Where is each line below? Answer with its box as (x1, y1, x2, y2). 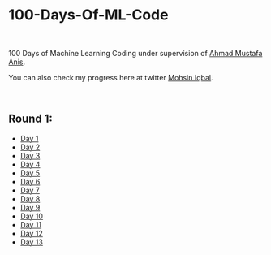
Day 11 (19, 219, 42, 229)
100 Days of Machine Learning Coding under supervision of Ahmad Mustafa (8, 48, 263, 58)
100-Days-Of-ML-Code (8, 6, 169, 24)
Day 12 (19, 228, 43, 238)
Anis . (8, 57, 26, 67)
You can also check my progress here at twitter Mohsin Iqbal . (8, 72, 213, 82)
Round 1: (8, 112, 53, 126)
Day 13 (19, 237, 43, 247)
